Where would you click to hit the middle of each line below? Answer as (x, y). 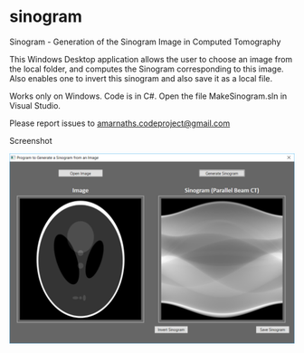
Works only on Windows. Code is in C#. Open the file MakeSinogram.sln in (148, 96)
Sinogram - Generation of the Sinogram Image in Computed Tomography (145, 42)
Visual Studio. (35, 105)
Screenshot (31, 140)
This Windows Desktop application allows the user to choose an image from (151, 59)
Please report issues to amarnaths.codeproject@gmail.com (120, 123)
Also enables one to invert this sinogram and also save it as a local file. (141, 78)
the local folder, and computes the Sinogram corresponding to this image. (147, 69)
